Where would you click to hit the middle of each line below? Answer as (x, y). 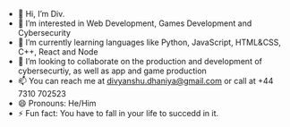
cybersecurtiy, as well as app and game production (112, 71)
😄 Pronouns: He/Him (57, 103)
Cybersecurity (44, 33)
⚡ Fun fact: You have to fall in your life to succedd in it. (118, 113)
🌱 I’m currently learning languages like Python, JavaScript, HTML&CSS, (149, 42)
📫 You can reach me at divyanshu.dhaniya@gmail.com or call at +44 (145, 81)
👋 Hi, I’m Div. (41, 14)
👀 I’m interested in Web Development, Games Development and (135, 23)
